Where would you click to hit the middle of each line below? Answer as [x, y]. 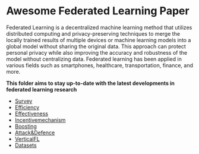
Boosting [26, 126]
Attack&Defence [35, 133]
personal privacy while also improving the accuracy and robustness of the [97, 52]
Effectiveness [31, 114]
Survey [23, 101]
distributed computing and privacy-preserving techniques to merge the [93, 33]
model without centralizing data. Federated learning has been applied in [94, 59]
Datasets [26, 145]
